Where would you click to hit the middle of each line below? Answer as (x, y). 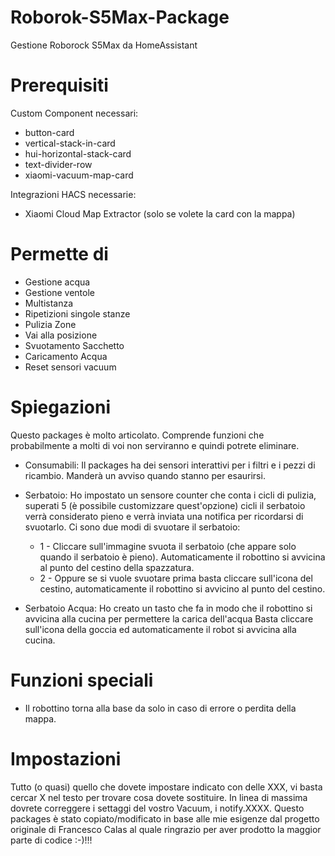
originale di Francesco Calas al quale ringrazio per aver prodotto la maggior (166, 829)
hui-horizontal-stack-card (78, 153)
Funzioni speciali (82, 680)
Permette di (59, 254)
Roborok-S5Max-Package (120, 17)
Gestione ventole (59, 292)
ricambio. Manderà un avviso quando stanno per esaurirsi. (145, 475)
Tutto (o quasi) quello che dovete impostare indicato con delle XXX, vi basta (166, 787)
